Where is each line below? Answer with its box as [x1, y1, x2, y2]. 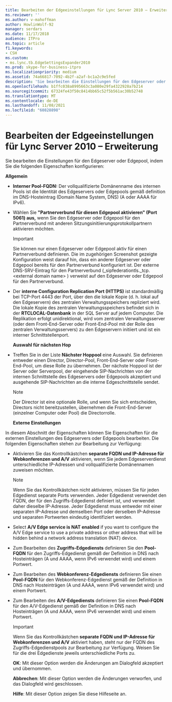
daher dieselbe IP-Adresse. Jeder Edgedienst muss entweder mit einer [12, 503, 162, 509]
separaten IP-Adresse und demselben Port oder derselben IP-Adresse [12, 509, 161, 515]
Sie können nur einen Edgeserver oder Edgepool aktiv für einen [12, 245, 147, 251]
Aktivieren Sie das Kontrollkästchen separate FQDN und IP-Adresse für [12, 450, 164, 457]
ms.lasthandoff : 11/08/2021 [5, 103, 66, 108]
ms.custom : [5, 55, 29, 61]
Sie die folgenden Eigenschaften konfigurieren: [5, 163, 104, 169]
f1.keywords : [5, 46, 33, 51]
